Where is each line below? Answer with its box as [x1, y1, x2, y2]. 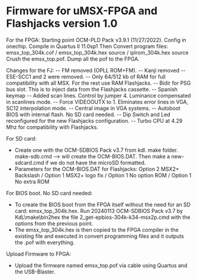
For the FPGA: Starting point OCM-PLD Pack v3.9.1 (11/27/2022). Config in [6, 36, 186, 43]
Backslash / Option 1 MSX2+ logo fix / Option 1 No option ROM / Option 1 [14, 171, 192, 179]
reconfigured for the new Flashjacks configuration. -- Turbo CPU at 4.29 [6, 117, 183, 124]
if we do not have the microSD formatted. [45, 159, 146, 166]
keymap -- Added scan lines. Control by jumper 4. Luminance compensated [6, 92, 191, 99]
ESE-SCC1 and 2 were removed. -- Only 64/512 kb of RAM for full [6, 73, 166, 80]
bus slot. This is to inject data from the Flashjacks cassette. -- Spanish [6, 85, 178, 93]
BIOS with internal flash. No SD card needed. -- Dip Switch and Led [6, 111, 170, 118]
